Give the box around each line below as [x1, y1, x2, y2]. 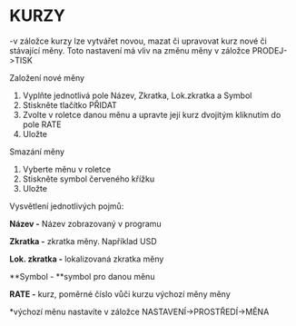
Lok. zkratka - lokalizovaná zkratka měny [9, 253, 164, 264]
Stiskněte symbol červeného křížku [22, 173, 155, 184]
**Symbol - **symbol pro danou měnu [9, 271, 155, 282]
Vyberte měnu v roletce [22, 163, 112, 174]
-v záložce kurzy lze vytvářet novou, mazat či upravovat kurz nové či [9, 35, 268, 46]
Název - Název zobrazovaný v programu [9, 218, 162, 229]
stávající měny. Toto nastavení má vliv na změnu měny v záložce [9, 44, 251, 55]
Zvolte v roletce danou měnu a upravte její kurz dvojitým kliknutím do [22, 109, 281, 120]
